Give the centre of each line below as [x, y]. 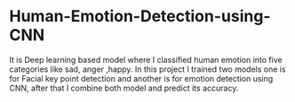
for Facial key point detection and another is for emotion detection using [141, 78]
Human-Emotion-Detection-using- [140, 16]
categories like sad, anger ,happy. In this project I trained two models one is [147, 69]
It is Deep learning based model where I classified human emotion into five [146, 59]
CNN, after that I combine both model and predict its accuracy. [124, 88]
